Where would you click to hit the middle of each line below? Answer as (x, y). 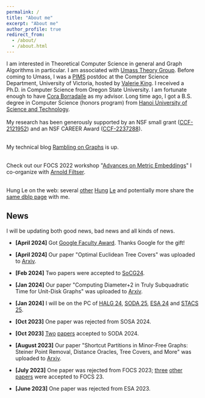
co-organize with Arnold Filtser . (46, 171)
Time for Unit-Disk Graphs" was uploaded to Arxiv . (79, 291)
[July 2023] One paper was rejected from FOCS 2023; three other (99, 370)
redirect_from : (26, 35)
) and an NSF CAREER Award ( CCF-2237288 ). (85, 129)
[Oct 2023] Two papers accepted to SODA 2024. (77, 333)
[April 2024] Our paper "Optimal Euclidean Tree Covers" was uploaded (105, 254)
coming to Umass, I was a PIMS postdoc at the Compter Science (88, 77)
